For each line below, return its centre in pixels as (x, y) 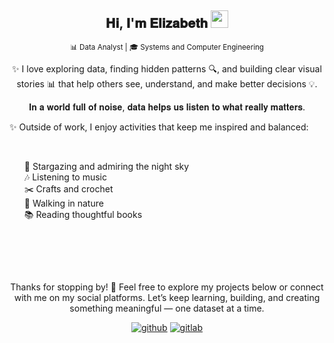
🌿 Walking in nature (63, 203)
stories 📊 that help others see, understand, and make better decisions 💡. (167, 83)
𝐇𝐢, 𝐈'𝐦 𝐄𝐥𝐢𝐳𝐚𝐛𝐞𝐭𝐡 (157, 23)
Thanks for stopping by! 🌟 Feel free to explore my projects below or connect (167, 287)
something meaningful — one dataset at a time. (167, 308)
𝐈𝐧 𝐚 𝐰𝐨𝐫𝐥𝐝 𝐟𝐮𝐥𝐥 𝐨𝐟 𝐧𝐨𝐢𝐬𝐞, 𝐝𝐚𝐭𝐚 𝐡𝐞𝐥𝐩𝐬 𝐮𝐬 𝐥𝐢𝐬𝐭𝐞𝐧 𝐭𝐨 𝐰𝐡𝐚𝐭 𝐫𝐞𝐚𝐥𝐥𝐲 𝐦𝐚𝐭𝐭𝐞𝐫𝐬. (167, 107)
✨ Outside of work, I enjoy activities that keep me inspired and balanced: (159, 127)
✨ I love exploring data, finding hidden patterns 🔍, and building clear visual (167, 68)
